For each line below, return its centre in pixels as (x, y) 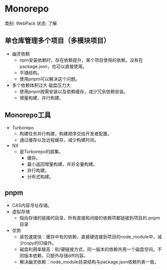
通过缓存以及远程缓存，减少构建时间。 (59, 140)
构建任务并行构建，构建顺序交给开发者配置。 (66, 133)
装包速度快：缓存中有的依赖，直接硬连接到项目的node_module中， (88, 237)
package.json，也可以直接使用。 (53, 66)
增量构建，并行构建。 (41, 98)
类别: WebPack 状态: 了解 (31, 23)
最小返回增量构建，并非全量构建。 (62, 164)
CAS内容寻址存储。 (32, 205)
